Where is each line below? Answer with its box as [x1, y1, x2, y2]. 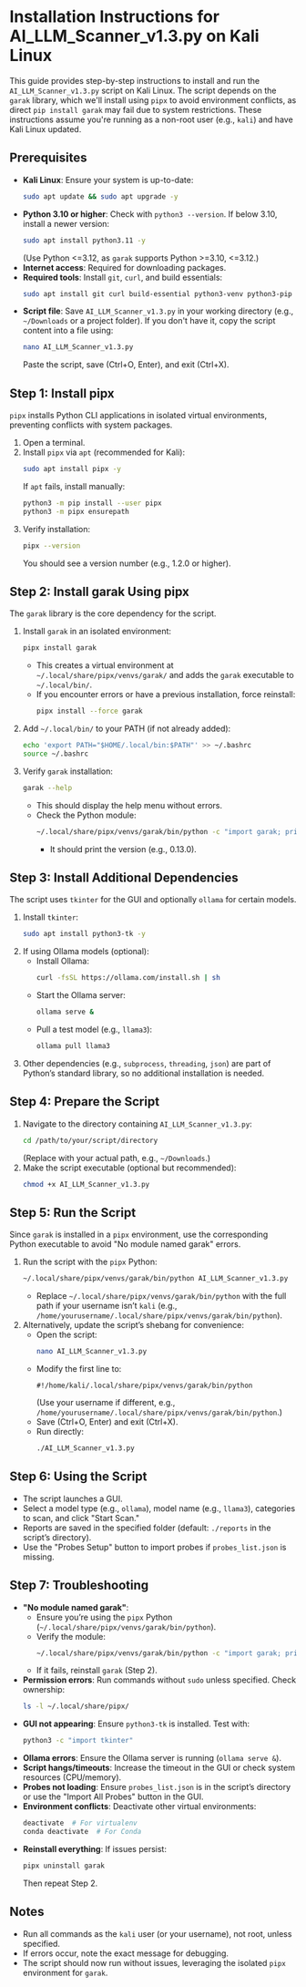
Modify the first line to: [36, 1364, 122, 1374]
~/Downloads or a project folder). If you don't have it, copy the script [22, 315, 276, 326]
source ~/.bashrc [22, 749, 89, 758]
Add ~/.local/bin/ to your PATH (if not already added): [22, 723, 231, 735]
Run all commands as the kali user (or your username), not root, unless [22, 1928, 292, 1939]
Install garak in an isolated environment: [22, 626, 171, 637]
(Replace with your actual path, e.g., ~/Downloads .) [22, 1152, 211, 1163]
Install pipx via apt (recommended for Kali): [22, 447, 185, 458]
